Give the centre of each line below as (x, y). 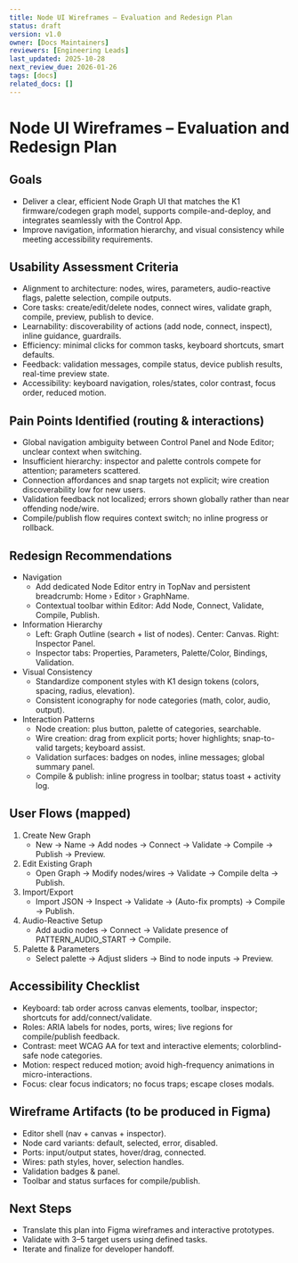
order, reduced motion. (64, 392)
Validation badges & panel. (71, 1171)
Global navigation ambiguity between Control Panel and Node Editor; (148, 442)
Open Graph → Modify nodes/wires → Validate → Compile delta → (157, 873)
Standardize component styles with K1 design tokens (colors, (147, 681)
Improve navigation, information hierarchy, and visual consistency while (153, 229)
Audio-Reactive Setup (62, 920)
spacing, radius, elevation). (85, 691)
